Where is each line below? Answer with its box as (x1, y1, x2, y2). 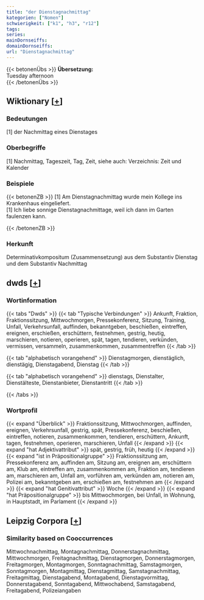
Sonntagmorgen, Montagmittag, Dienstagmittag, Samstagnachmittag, (6, 568, 181, 574)
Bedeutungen (6, 114, 47, 123)
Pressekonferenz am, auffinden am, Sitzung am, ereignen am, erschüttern (6, 459, 192, 466)
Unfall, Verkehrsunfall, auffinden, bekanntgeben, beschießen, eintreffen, (6, 323, 188, 331)
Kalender (6, 164, 29, 171)
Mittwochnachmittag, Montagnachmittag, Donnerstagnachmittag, (6, 548, 171, 555)
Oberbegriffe (6, 144, 46, 152)
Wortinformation (6, 296, 57, 304)
